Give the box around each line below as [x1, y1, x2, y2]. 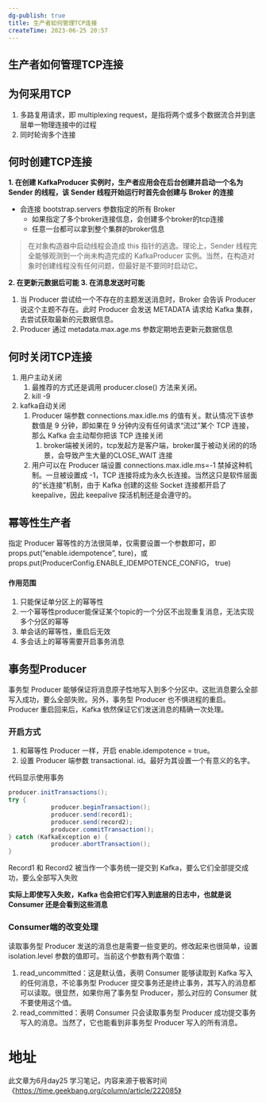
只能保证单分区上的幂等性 [19, 597, 104, 607]
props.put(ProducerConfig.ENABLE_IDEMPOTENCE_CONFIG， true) [8, 558, 231, 568]
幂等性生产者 [8, 515, 71, 529]
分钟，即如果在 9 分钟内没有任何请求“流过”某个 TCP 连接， [60, 421, 253, 430]
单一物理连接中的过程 [26, 120, 97, 129]
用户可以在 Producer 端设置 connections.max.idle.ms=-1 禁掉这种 [31, 461, 246, 470]
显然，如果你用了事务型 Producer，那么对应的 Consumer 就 [61, 988, 257, 997]
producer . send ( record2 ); [50, 818, 133, 826]
